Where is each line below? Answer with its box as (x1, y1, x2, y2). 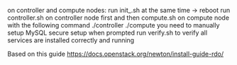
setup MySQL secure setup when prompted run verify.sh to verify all (7, 28, 208, 37)
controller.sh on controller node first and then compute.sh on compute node (7, 13, 229, 22)
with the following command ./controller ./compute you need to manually (7, 21, 220, 29)
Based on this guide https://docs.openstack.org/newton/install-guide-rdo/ (7, 49, 224, 58)
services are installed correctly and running (7, 36, 135, 45)
